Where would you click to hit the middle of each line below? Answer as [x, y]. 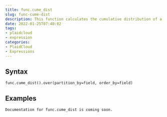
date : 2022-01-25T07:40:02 [33, 24]
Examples [21, 98]
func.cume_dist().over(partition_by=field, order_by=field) [69, 83]
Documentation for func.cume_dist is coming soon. [59, 110]
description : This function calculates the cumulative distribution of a [84, 19]
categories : [17, 42]
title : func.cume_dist [29, 10]
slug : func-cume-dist [28, 14]
